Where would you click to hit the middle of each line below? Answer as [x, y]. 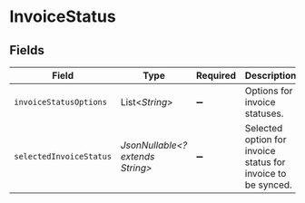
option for [266, 140]
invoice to [266, 174]
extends [138, 156]
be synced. [268, 185]
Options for [269, 91]
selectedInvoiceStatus [63, 156]
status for [265, 162]
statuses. [264, 113]
